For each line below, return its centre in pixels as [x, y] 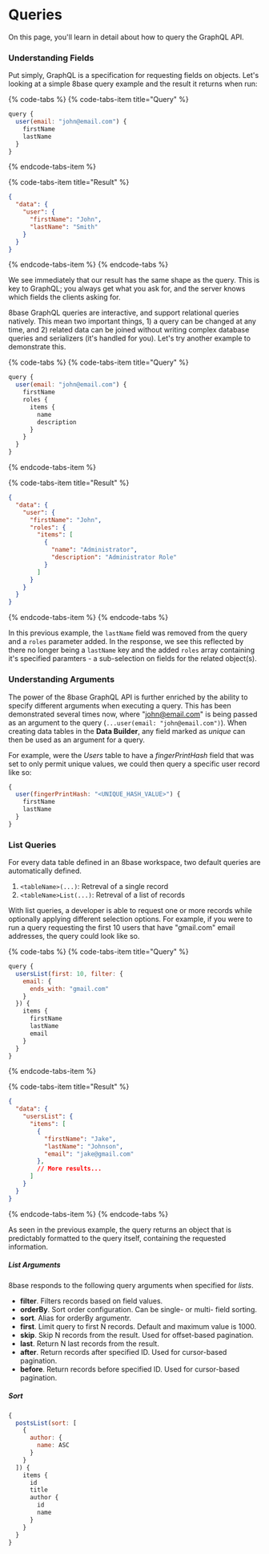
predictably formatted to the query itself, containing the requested [117, 1238]
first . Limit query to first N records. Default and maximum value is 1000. [138, 1326]
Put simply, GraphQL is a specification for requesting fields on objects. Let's [134, 75]
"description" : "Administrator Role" [114, 557]
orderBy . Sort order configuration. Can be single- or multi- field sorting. [139, 1309]
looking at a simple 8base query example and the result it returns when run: [133, 84]
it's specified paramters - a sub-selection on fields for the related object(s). [133, 659]
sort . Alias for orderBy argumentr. [76, 1318]
